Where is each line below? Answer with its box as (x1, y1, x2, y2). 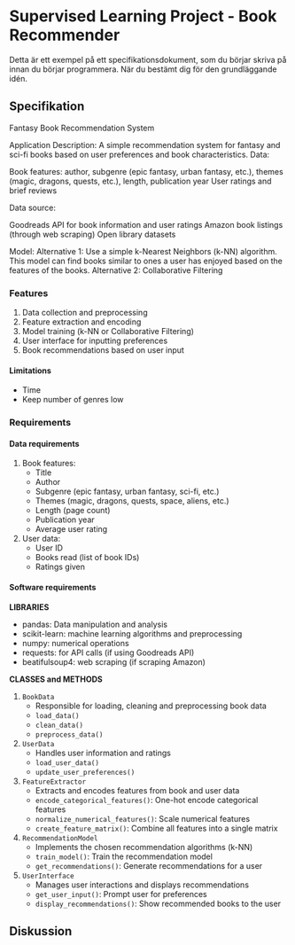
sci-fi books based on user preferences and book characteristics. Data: (9, 149, 270, 160)
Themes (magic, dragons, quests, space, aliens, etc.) (35, 496, 229, 506)
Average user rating (35, 524, 108, 535)
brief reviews (9, 184, 58, 196)
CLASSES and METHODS (9, 674, 104, 684)
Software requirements (9, 582, 97, 592)
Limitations (9, 365, 51, 376)
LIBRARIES (9, 601, 50, 613)
